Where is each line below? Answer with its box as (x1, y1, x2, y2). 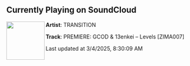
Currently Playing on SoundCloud (6, 5, 137, 15)
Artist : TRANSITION (45, 21, 97, 28)
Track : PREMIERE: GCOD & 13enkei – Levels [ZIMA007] (45, 33, 185, 40)
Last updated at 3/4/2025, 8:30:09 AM (45, 45, 144, 52)
